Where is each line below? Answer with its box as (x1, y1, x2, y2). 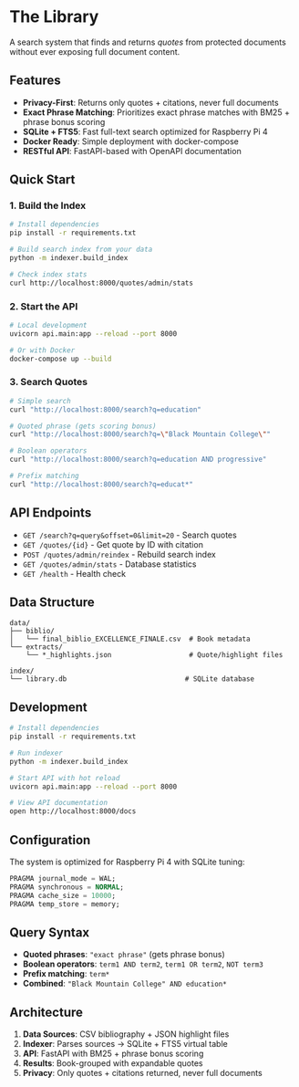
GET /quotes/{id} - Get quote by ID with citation (22, 538, 203, 549)
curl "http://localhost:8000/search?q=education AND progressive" (9, 455, 267, 465)
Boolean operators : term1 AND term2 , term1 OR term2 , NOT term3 (22, 958, 264, 969)
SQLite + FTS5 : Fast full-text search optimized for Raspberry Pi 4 (22, 126, 269, 137)
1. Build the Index (9, 199, 87, 212)
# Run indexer (9, 748, 64, 758)
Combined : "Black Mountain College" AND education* (22, 978, 228, 989)
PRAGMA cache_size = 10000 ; (9, 891, 117, 900)
